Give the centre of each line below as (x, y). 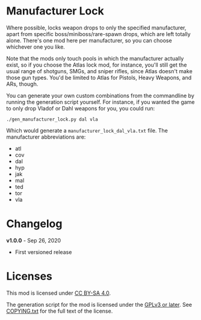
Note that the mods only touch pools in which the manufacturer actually (95, 58)
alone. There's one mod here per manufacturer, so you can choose (89, 40)
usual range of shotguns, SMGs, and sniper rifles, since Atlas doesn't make (99, 71)
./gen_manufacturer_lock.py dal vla (52, 119)
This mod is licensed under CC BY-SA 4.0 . (59, 293)
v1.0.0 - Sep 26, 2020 (34, 240)
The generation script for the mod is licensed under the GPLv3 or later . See (99, 304)
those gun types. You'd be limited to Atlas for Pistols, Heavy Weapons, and (99, 77)
